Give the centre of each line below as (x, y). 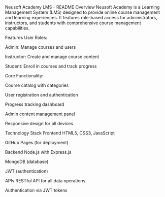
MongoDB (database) (27, 162)
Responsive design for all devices (39, 123)
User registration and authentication (42, 95)
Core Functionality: (24, 76)
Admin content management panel (40, 114)
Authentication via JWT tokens (36, 190)
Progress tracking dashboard (35, 104)
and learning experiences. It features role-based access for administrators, (81, 17)
